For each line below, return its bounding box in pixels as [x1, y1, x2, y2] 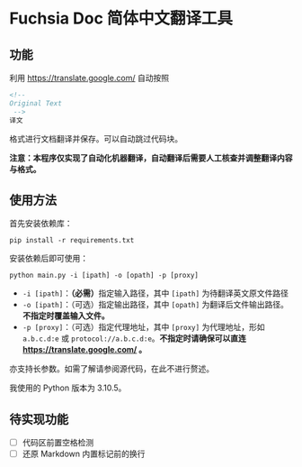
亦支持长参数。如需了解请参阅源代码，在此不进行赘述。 [9, 363, 214, 374]
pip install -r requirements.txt [9, 236, 135, 245]
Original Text [9, 98, 63, 108]
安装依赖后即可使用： [9, 253, 88, 264]
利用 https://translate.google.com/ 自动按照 [9, 73, 169, 83]
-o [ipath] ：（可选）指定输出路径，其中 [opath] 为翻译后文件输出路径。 [22, 299, 289, 310]
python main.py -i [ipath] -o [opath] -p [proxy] [9, 271, 200, 280]
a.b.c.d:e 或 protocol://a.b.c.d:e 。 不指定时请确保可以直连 [22, 333, 247, 343]
